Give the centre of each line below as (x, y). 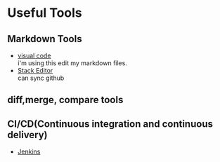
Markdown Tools (45, 39)
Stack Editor (35, 70)
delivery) (27, 135)
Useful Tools (45, 13)
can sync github (41, 78)
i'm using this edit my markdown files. (72, 63)
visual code (34, 55)
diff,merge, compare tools (65, 100)
